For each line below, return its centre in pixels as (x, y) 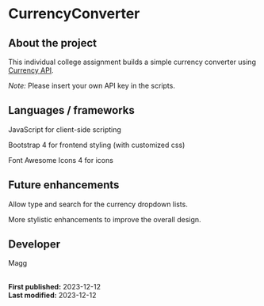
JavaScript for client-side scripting (65, 129)
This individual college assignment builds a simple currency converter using (132, 62)
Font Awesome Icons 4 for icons (61, 160)
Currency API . (31, 70)
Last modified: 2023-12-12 (52, 295)
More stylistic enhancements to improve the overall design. (105, 219)
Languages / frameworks (71, 110)
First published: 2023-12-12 (55, 287)
